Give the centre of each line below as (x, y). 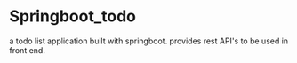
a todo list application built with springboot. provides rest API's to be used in (149, 41)
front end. (28, 50)
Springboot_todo (72, 16)
